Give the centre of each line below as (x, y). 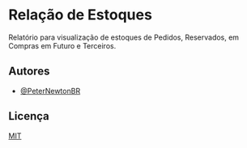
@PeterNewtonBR (50, 91)
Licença (29, 116)
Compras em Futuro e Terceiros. (62, 45)
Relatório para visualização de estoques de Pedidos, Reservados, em (124, 37)
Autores (29, 72)
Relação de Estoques (80, 15)
